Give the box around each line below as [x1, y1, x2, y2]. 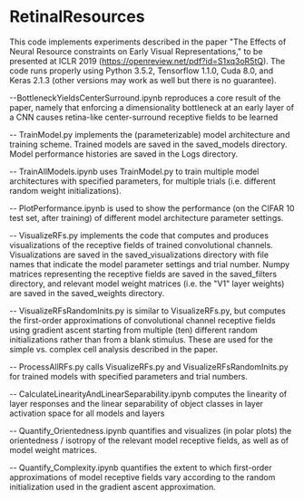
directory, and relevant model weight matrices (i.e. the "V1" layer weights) [9, 278, 285, 289]
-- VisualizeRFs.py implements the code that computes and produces [9, 229, 270, 241]
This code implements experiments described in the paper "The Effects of [9, 36, 287, 47]
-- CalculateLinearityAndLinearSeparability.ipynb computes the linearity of [9, 388, 288, 400]
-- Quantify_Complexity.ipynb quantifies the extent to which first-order [9, 462, 272, 473]
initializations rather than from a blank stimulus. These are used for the [9, 333, 274, 345]
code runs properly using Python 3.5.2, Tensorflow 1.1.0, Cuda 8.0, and [9, 65, 274, 76]
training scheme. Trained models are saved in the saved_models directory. [9, 139, 288, 149]
